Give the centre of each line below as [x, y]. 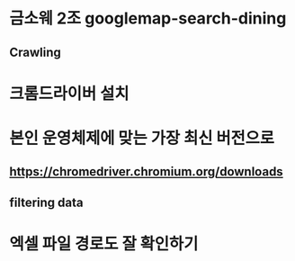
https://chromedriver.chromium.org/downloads [146, 172]
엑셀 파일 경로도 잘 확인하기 [104, 243]
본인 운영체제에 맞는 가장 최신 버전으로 [142, 138]
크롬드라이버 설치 [69, 93]
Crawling [35, 52]
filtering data [46, 202]
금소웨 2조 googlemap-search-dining [148, 18]
